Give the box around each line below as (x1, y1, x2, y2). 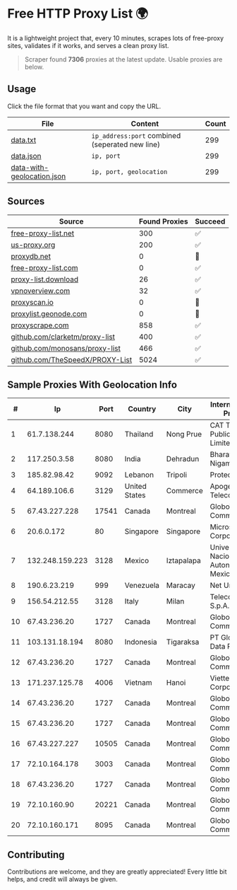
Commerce (166, 486, 203, 496)
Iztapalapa (166, 556, 201, 566)
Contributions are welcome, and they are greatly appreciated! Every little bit (7, 867, 227, 876)
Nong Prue (166, 429, 202, 439)
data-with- (11, 162, 49, 172)
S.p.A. (209, 601, 230, 611)
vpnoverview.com (11, 286, 71, 296)
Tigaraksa (166, 637, 200, 647)
